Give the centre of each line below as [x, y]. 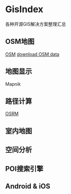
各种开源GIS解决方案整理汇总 [36, 24]
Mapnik [13, 84]
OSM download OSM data [32, 54]
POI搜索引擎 [24, 169]
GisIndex [24, 9]
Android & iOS [28, 186]
